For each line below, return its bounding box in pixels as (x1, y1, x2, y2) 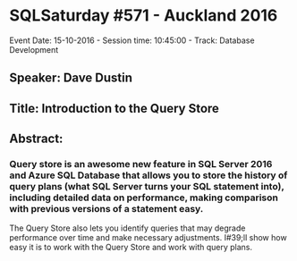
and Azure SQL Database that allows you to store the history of (9, 169, 288, 181)
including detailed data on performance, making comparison (9, 191, 279, 204)
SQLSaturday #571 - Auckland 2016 (9, 5, 278, 26)
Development (9, 44, 59, 55)
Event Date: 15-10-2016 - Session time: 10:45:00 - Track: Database (9, 35, 255, 46)
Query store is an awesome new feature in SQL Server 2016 (9, 158, 273, 171)
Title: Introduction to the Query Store (9, 100, 219, 116)
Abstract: (9, 131, 64, 147)
